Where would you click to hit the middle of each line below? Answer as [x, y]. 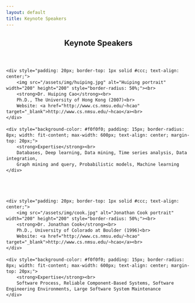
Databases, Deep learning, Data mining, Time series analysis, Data [102, 152]
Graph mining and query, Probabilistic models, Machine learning [98, 164]
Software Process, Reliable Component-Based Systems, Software [95, 283]
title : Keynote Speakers [36, 18]
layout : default [26, 12]
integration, [22, 158]
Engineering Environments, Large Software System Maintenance [83, 289]
